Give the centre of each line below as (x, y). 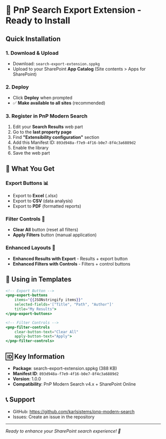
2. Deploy (17, 87)
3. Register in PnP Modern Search (47, 116)
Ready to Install (38, 21)
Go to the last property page (42, 132)
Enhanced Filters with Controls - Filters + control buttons (71, 263)
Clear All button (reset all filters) (45, 230)
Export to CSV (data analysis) (43, 201)
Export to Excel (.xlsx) (35, 196)
